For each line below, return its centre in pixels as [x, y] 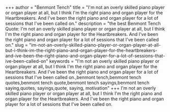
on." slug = [17, 45]
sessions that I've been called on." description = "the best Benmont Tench [83, 23]
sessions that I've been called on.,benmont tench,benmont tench [73, 77]
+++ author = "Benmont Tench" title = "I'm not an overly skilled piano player [85, 7]
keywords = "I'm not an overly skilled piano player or [104, 61]
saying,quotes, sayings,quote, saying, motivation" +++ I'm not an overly [81, 88]
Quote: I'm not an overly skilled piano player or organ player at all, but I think [85, 29]
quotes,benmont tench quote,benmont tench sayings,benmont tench [77, 83]
